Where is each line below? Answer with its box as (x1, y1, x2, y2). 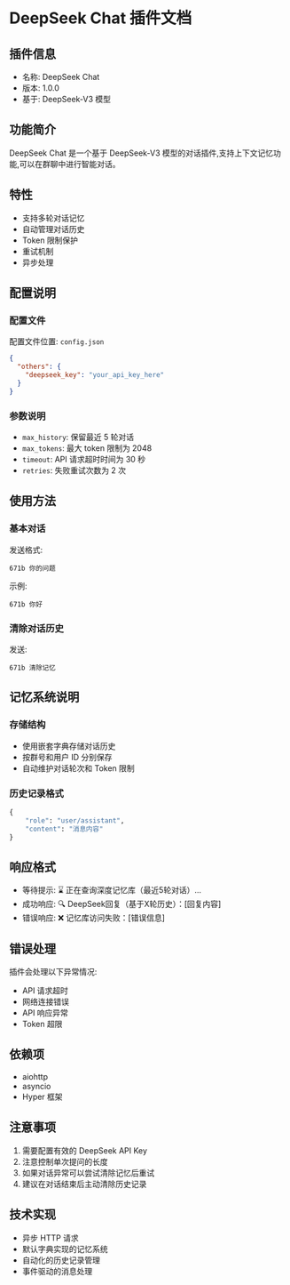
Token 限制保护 (21, 235, 78, 245)
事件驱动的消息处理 (21, 1265, 93, 1276)
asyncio (21, 1080, 51, 1091)
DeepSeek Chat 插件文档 (9, 8, 192, 28)
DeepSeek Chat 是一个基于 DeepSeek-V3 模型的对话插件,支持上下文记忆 (9, 148, 274, 158)
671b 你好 (9, 599, 43, 609)
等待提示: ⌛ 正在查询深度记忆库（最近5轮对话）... (21, 885, 202, 895)
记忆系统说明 (9, 690, 80, 705)
